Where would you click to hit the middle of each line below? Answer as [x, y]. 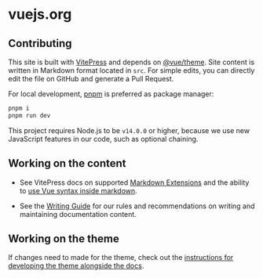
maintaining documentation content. [78, 214]
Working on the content [67, 163]
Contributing [40, 43]
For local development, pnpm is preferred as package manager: [111, 94]
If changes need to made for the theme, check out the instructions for [121, 258]
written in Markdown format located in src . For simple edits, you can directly [131, 70]
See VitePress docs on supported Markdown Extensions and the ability [134, 182]
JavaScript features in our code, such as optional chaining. [103, 139]
